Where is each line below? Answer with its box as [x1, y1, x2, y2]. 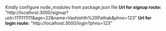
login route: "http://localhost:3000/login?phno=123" [5, 20, 113, 26]
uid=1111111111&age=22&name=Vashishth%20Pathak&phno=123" [5, 15, 137, 20]
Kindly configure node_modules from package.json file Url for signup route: [5, 4, 162, 10]
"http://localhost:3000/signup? [5, 9, 69, 15]
